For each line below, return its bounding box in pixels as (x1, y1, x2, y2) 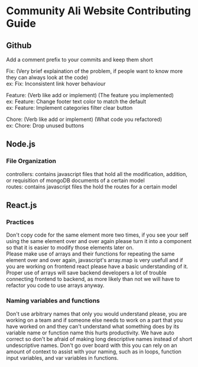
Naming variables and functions (6, 296, 100, 305)
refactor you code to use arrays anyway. (6, 282, 105, 289)
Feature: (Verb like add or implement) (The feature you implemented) (6, 92, 174, 98)
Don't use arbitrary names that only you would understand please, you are (6, 310, 187, 317)
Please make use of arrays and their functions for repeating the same (6, 250, 175, 257)
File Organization (6, 157, 56, 165)
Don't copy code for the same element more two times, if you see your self (6, 231, 189, 238)
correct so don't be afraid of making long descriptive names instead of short (6, 335, 192, 342)
